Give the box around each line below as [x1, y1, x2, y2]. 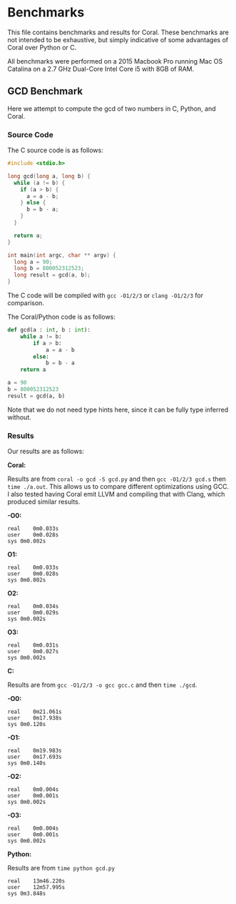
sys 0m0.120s [7, 721, 46, 728]
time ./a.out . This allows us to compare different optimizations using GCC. [7, 482, 230, 491]
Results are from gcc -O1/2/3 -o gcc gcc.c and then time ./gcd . [7, 680, 197, 690]
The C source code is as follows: [7, 146, 103, 154]
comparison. [7, 299, 45, 307]
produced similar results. [7, 497, 81, 506]
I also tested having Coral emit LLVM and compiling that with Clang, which [7, 490, 225, 499]
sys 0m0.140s [7, 760, 46, 767]
